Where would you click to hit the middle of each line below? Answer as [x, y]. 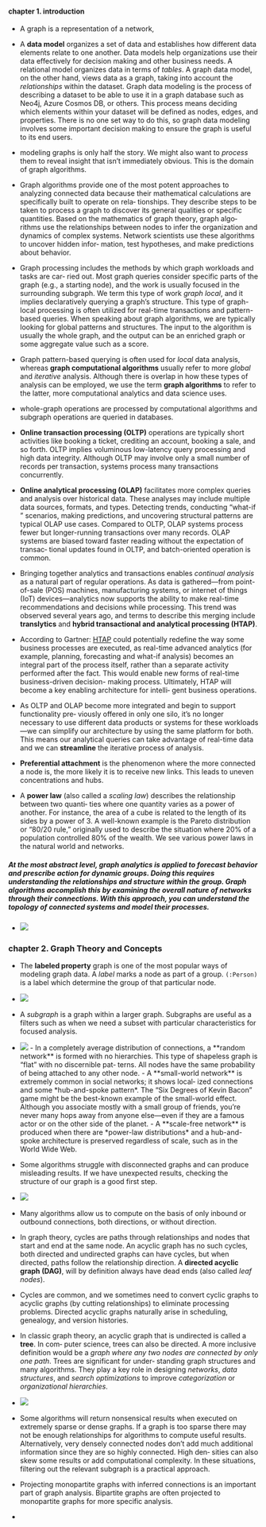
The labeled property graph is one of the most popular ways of [123, 966]
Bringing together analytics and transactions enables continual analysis [137, 574]
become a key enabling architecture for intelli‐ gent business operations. [138, 690]
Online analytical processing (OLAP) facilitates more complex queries [135, 490]
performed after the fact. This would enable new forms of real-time [129, 673]
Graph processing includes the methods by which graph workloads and [137, 268]
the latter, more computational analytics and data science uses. [123, 393]
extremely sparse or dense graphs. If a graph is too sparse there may [133, 1427]
